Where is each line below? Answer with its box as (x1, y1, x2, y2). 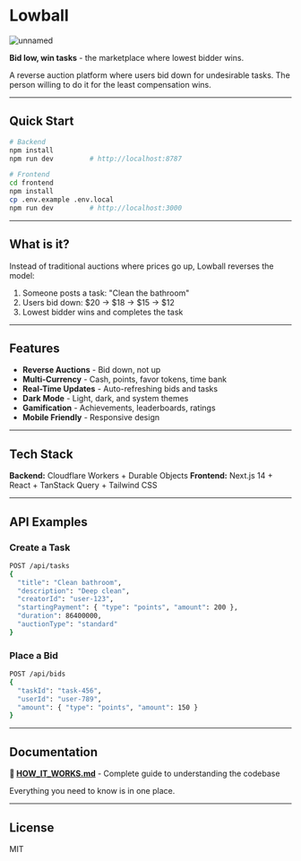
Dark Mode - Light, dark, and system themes (21, 393, 189, 404)
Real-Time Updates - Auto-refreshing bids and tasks (21, 383, 218, 394)
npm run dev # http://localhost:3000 (9, 203, 182, 212)
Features (9, 340, 60, 356)
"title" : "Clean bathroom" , (17, 578, 123, 587)
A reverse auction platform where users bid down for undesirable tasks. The (9, 69, 291, 81)
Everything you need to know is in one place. (9, 786, 176, 796)
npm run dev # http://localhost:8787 (9, 154, 182, 163)
